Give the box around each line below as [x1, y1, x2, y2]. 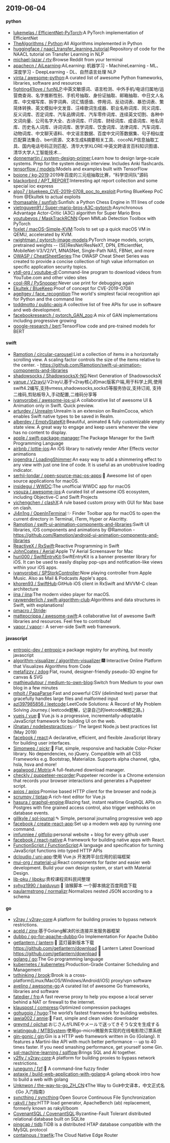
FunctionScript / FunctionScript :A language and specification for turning [13, 842, 163, 848]
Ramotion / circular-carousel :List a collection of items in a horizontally [13, 351, 159, 357]
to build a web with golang [13, 1077, 69, 1083]
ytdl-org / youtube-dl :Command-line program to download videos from [13, 269, 161, 275]
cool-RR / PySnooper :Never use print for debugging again [13, 280, 134, 286]
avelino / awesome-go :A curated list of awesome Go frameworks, [13, 983, 150, 989]
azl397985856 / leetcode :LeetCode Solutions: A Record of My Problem [13, 701, 161, 707]
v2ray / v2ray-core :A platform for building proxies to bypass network [13, 916, 157, 923]
